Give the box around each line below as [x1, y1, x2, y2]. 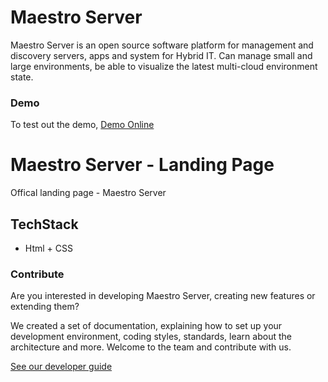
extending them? [10, 301, 80, 313]
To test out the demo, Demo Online [10, 119, 155, 131]
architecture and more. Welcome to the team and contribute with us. [10, 341, 292, 353]
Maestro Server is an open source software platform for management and [10, 39, 314, 51]
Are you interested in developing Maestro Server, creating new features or [10, 290, 316, 302]
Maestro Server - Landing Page [10, 154, 275, 176]
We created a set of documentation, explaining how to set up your [10, 320, 283, 332]
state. [10, 71, 34, 83]
